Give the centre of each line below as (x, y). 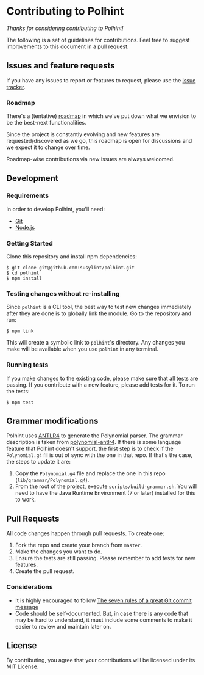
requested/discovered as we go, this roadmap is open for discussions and (99, 141)
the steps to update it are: (39, 462)
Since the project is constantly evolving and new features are (83, 134)
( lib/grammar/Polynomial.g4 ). (52, 480)
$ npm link (20, 331)
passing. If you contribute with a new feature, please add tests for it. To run (100, 385)
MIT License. (23, 666)
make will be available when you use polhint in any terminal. (82, 349)
